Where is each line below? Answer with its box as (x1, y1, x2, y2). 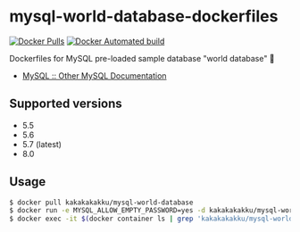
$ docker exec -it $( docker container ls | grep (9, 214, 194, 224)
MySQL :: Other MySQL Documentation (21, 70, 167, 81)
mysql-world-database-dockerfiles (9, 6, 279, 27)
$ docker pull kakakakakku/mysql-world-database (9, 198, 194, 207)
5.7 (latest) (21, 138, 62, 149)
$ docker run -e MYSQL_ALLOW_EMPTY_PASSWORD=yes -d (9, 206, 205, 215)
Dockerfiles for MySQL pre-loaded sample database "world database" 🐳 (9, 53, 275, 63)
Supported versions (9, 96, 122, 112)
